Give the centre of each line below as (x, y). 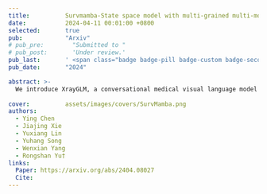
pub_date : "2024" (48, 68)
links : (19, 163)
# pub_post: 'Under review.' (67, 52)
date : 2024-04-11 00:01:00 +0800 (81, 23)
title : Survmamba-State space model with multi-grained (118, 16)
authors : (23, 111)
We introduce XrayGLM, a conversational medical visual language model (137, 89)
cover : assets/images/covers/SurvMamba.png (97, 104)
